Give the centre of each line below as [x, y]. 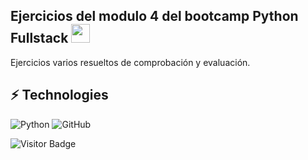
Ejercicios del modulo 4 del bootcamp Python [154, 16]
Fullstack [39, 38]
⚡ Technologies [59, 95]
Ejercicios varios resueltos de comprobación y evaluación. [130, 62]
